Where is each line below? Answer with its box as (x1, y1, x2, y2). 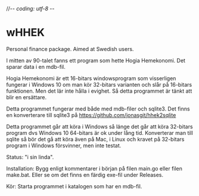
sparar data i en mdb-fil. (6, 63, 66, 70)
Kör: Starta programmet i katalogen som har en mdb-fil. (6, 182, 142, 189)
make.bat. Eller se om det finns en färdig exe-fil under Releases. (6, 171, 164, 178)
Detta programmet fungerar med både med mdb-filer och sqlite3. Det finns (6, 105, 190, 112)
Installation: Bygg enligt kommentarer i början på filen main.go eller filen (6, 165, 183, 172)
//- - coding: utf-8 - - (6, 5, 55, 12)
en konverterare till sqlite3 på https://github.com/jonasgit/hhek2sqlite (6, 111, 176, 118)
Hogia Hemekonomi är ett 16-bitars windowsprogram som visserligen (6, 74, 176, 82)
